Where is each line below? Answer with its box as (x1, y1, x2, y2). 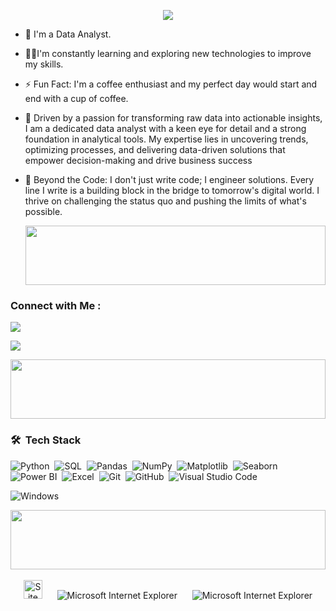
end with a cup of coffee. (24, 93, 129, 104)
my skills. (24, 58, 64, 70)
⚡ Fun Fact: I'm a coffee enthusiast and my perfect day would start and (24, 78, 318, 90)
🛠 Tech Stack (10, 433, 82, 447)
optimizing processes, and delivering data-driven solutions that (24, 144, 286, 155)
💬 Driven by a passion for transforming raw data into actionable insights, (24, 112, 323, 124)
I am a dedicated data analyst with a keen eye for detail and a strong (24, 123, 307, 134)
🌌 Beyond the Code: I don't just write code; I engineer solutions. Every (24, 174, 315, 185)
